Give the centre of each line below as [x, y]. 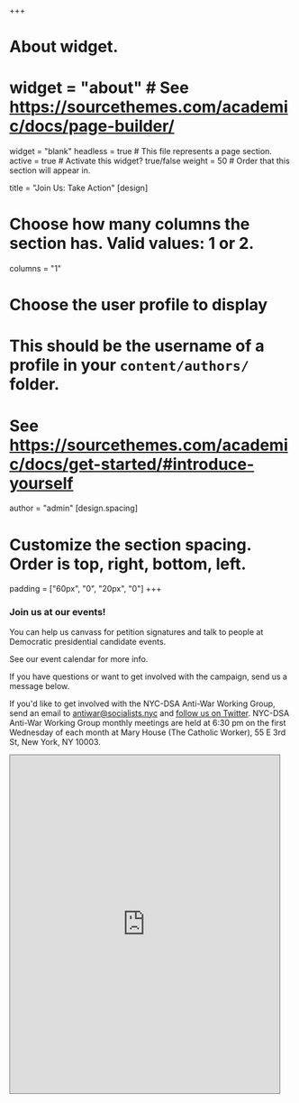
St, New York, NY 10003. [55, 741]
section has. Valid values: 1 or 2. [132, 244]
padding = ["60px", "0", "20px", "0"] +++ [86, 589]
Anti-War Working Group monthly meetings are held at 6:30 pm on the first [148, 722]
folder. [35, 385]
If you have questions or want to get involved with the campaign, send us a [149, 676]
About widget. [64, 47]
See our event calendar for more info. [79, 658]
